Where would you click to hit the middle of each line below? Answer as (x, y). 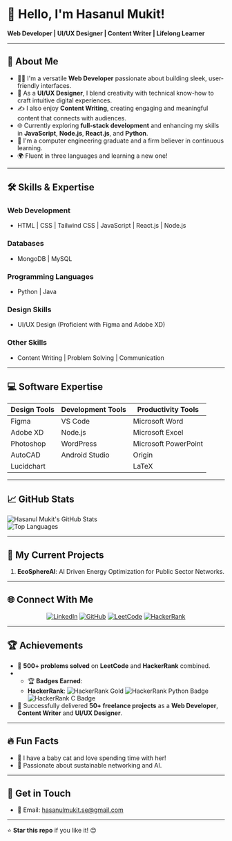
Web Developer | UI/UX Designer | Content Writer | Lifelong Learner (106, 33)
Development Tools (94, 410)
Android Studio (85, 455)
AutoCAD (26, 455)
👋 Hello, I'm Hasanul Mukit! (86, 14)
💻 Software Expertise (55, 387)
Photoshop (28, 444)
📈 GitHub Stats (41, 499)
